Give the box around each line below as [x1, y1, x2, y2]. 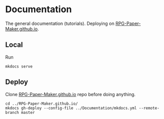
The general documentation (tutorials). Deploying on [5, 20, 115, 26]
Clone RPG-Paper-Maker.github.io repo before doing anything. [5, 91, 136, 97]
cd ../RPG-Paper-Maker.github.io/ [5, 101, 78, 106]
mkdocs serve [5, 64, 33, 69]
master [21, 110, 35, 115]
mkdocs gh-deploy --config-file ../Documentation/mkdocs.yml [5, 105, 137, 110]
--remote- [139, 105, 159, 110]
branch [5, 110, 19, 115]
